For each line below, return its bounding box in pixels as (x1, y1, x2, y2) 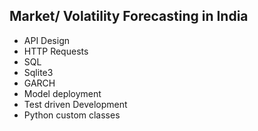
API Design (23, 34, 70, 46)
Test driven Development (23, 98, 128, 110)
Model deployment (23, 87, 102, 99)
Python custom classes (23, 109, 121, 121)
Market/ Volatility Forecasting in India (9, 8, 249, 25)
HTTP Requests (23, 45, 89, 57)
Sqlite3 (23, 66, 54, 78)
